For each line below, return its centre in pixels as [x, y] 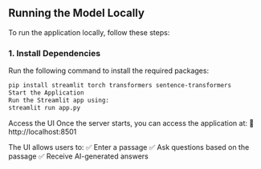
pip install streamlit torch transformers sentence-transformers [120, 86]
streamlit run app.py [45, 107]
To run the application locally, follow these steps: [89, 32]
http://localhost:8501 [43, 131]
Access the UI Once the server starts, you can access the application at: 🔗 [131, 123]
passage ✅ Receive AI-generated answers [78, 156]
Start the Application [46, 93]
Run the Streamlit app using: [59, 100]
